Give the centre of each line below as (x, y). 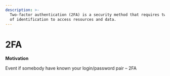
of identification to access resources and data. (63, 19)
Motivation (17, 58)
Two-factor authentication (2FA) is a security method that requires (84, 15)
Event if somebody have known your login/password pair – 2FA (71, 68)
